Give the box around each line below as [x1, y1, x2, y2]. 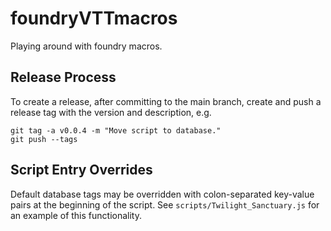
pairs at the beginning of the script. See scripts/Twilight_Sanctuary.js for [10, 198, 320, 211]
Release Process [10, 69, 117, 86]
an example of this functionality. [10, 209, 142, 221]
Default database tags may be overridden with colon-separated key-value [10, 188, 315, 200]
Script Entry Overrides [10, 162, 153, 179]
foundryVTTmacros [10, 7, 178, 30]
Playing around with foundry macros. [10, 40, 163, 52]
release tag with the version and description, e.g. [10, 106, 212, 118]
